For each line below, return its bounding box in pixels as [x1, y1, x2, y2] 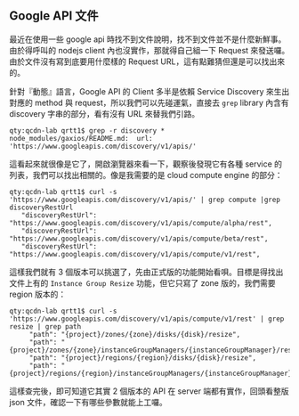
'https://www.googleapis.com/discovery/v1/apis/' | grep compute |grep [9, 195, 280, 204]
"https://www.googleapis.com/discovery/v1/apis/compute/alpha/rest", [9, 218, 273, 227]
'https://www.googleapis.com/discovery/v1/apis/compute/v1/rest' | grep [9, 314, 285, 323]
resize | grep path [9, 322, 82, 331]
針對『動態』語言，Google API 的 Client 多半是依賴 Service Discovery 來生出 [9, 86, 290, 96]
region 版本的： [9, 289, 67, 299]
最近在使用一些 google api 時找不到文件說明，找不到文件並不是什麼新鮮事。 [9, 34, 287, 45]
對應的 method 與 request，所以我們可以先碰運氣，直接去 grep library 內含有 [9, 97, 289, 108]
